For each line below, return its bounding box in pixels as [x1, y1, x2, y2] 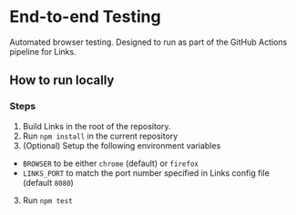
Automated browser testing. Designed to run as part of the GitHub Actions [9, 36, 288, 47]
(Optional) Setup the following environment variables [22, 139, 221, 151]
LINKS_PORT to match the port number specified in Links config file [22, 167, 270, 179]
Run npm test [22, 194, 73, 206]
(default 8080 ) [22, 177, 75, 188]
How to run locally [9, 73, 115, 88]
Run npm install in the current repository [22, 130, 179, 141]
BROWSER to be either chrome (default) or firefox [22, 158, 199, 169]
